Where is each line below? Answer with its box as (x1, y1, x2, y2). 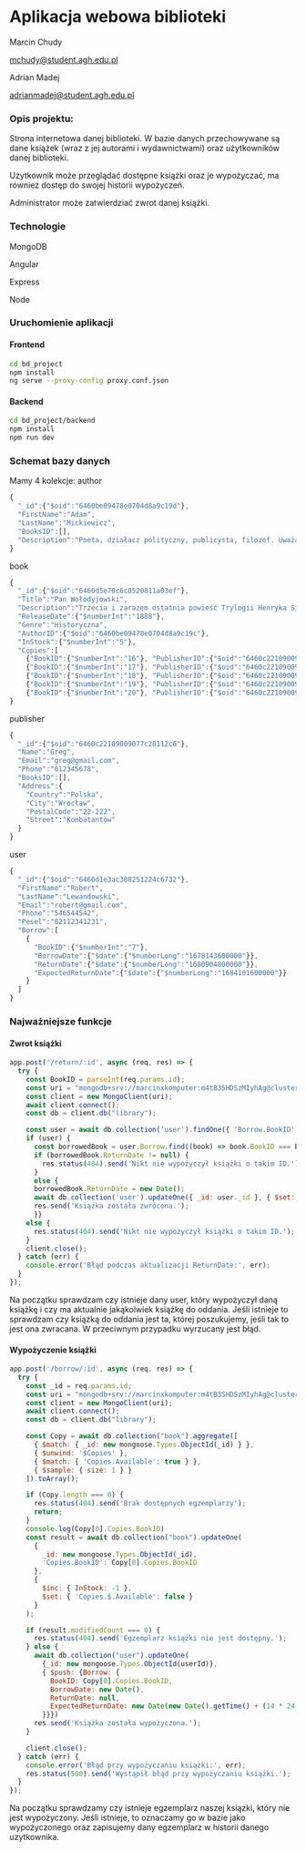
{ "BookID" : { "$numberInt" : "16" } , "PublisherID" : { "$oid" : (25, 654, 243, 663)
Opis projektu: (9, 112, 75, 125)
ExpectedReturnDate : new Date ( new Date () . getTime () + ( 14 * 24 (49, 1702, 296, 1711)
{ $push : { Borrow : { (42, 1668, 120, 1677)
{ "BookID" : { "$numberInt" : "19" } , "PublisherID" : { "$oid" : (25, 680, 243, 689)
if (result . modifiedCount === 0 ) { (25, 1625, 161, 1635)
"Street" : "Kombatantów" (25, 816, 117, 825)
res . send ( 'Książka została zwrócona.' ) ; (33, 1201, 189, 1211)
